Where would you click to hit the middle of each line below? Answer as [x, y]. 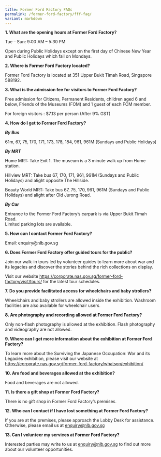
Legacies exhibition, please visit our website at [51, 359]
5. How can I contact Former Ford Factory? [49, 234]
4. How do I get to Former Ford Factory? [45, 123]
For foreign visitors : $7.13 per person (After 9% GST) [58, 114]
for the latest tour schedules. [72, 282]
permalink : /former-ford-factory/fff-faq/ [48, 14]
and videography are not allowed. [38, 330]
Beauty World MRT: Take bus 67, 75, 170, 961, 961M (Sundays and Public [77, 190]
